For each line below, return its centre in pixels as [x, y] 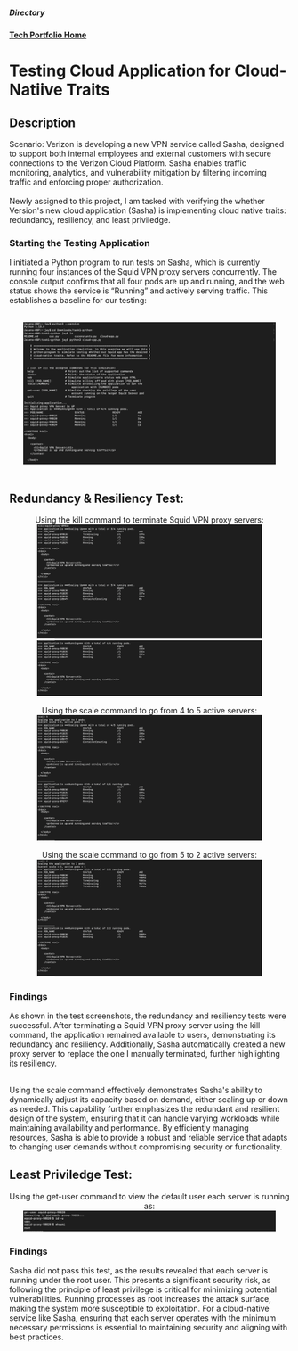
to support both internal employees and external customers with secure [140, 153]
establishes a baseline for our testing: [78, 301]
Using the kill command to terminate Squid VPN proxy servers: [149, 520]
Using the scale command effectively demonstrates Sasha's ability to [136, 1090]
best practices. [36, 1337]
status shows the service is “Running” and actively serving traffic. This [139, 291]
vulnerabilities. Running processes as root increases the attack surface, [140, 1298]
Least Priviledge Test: [71, 1175]
